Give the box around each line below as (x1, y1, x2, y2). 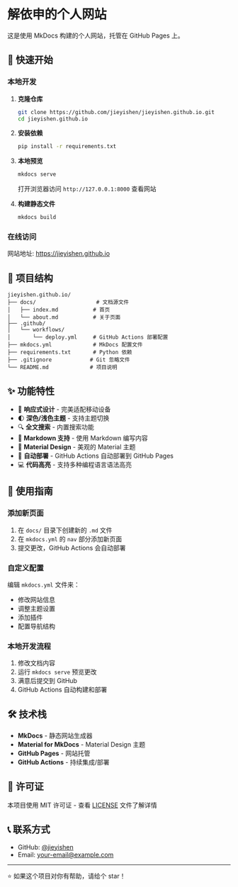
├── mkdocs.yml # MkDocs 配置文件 (7, 341, 143, 349)
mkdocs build (17, 214, 57, 221)
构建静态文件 (17, 200, 55, 208)
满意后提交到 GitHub (17, 677, 78, 685)
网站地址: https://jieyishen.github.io (7, 249, 110, 258)
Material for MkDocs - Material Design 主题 (17, 740, 146, 749)
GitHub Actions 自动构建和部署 (17, 685, 108, 694)
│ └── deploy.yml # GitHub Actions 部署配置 (7, 334, 169, 341)
